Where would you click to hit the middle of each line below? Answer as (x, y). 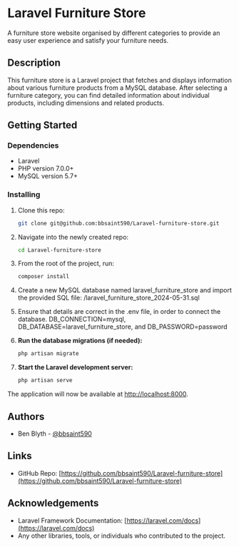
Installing (24, 195)
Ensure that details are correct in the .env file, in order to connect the (119, 312)
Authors (26, 416)
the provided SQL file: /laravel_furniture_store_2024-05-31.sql (108, 298)
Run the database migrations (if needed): (80, 341)
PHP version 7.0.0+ (46, 168)
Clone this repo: (41, 210)
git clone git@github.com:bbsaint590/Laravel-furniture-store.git (118, 223)
